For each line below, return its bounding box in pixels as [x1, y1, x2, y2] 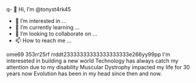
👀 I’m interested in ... [15, 17, 67, 24]
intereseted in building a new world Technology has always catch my [6, 57, 179, 64]
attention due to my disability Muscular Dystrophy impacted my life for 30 [6, 64, 190, 70]
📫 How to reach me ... [15, 37, 72, 44]
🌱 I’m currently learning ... [15, 24, 80, 31]
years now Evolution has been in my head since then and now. [6, 70, 162, 77]
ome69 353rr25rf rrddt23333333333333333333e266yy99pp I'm [6, 51, 171, 58]
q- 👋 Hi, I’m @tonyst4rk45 [6, 6, 72, 13]
